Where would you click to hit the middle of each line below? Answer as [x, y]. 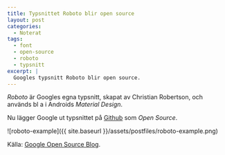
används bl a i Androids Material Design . [65, 105]
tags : [15, 39]
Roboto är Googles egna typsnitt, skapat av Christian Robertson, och [105, 97]
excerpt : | [23, 71]
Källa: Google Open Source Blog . [54, 145]
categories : [24, 26]
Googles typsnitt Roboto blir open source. [77, 77]
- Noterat [27, 33]
